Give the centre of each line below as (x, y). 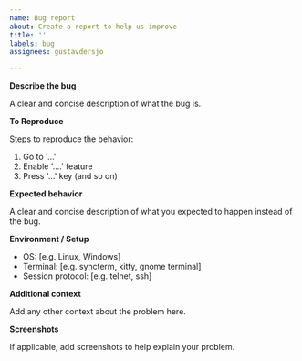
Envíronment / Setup (49, 239)
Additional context (46, 294)
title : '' (28, 35)
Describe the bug (43, 86)
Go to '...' (39, 157)
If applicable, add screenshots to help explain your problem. (122, 347)
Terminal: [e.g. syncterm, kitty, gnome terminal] (112, 267)
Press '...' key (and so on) (70, 176)
